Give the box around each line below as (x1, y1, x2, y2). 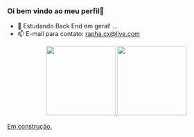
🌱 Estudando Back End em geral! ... (17, 22, 118, 30)
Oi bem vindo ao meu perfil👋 (7, 6, 105, 16)
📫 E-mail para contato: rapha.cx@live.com (17, 30, 141, 38)
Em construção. (7, 122, 53, 131)
